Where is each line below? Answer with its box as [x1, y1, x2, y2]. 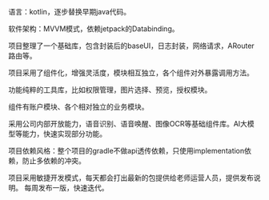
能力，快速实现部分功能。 [22, 129, 106, 138]
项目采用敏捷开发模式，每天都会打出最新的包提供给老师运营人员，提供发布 [8, 173, 254, 182]
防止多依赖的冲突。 [22, 156, 86, 166]
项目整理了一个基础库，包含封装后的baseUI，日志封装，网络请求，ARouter [8, 41, 255, 50]
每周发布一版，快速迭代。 [23, 183, 109, 192]
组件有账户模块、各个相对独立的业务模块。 [8, 102, 149, 111]
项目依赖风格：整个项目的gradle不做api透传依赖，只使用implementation [8, 146, 245, 155]
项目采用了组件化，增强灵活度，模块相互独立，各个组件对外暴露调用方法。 [8, 68, 254, 78]
